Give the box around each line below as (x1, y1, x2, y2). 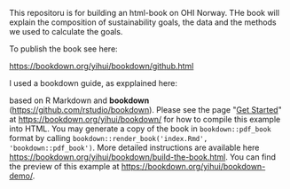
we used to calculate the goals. (9, 27, 123, 36)
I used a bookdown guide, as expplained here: (9, 78, 177, 88)
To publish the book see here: (9, 43, 118, 54)
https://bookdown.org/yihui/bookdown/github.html (9, 61, 194, 71)
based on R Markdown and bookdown (9, 95, 150, 106)
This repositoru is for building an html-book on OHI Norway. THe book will (9, 8, 280, 18)
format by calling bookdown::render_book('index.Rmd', (9, 133, 208, 143)
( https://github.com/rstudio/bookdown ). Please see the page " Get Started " (9, 105, 282, 114)
